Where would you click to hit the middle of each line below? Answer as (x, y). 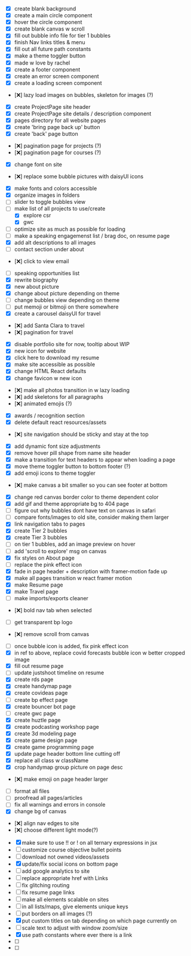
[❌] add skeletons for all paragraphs (59, 396)
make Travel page (36, 591)
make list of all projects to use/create (60, 209)
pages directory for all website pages (60, 120)
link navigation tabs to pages (50, 524)
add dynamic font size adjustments (57, 446)
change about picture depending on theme (67, 293)
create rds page (34, 679)
